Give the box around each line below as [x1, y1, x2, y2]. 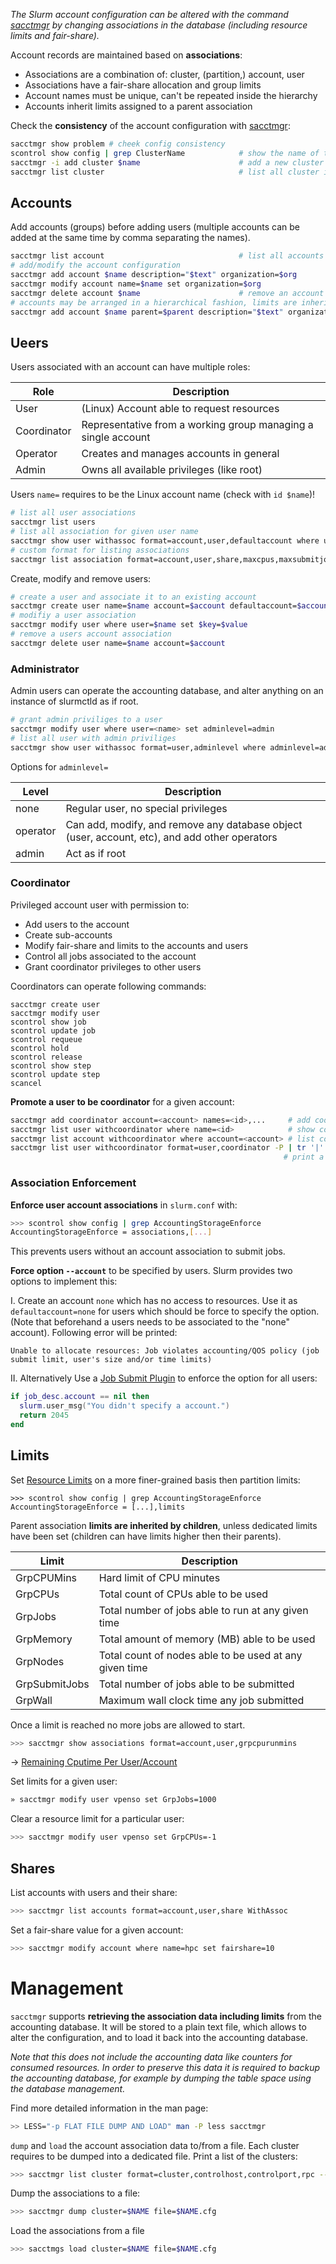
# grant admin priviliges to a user [10, 715, 163, 725]
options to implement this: [10, 1275, 118, 1288]
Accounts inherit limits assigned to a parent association [24, 100, 253, 112]
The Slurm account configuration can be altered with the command [10, 9, 289, 20]
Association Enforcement [10, 1176, 137, 1190]
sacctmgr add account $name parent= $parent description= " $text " [10, 307, 284, 317]
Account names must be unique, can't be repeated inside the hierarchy [24, 90, 318, 101]
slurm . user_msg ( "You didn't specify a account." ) [19, 1401, 230, 1411]
